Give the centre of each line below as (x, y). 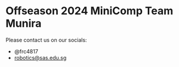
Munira (24, 23)
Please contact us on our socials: (46, 40)
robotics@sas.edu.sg (40, 58)
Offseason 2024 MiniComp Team (89, 11)
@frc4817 (26, 51)
